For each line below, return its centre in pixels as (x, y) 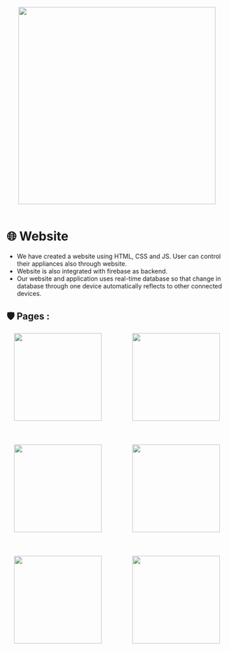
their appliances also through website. (72, 263)
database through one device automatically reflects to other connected (119, 286)
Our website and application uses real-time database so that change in (119, 278)
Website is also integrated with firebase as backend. (92, 271)
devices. (29, 293)
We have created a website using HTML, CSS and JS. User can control (119, 256)
